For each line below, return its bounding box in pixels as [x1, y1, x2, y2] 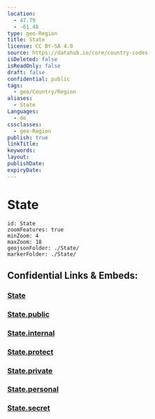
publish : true [7, 134, 49, 141]
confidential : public [7, 75, 71, 83]
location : [7, 10, 36, 18]
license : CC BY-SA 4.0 [7, 43, 73, 50]
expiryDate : [7, 166, 42, 174]
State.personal [7, 385, 59, 394]
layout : [7, 153, 30, 161]
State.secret [7, 404, 50, 413]
